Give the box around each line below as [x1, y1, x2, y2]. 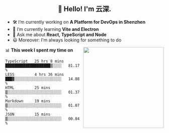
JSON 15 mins [5, 112, 51, 117]
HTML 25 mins [5, 85, 51, 90]
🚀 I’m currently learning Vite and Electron [12, 26, 99, 32]
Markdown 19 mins [5, 98, 51, 104]
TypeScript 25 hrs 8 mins [5, 59, 64, 64]
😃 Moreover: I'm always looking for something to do [12, 37, 122, 43]
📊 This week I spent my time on [5, 47, 73, 53]
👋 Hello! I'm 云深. [57, 5, 112, 14]
